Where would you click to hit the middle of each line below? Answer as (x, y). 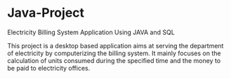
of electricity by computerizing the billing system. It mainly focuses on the (114, 53)
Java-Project (46, 13)
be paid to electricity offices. (49, 68)
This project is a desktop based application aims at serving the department (115, 45)
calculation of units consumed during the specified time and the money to (114, 60)
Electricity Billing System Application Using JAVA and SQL (91, 32)
